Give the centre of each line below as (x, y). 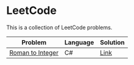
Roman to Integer (34, 52)
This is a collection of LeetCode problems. (59, 27)
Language (79, 42)
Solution (112, 42)
